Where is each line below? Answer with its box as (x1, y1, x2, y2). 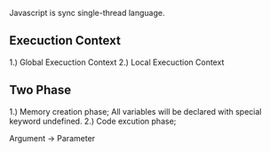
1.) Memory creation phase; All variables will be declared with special (9, 106, 262, 116)
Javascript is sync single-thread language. (9, 8, 165, 18)
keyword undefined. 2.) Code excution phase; (9, 116, 177, 126)
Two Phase (9, 83, 72, 98)
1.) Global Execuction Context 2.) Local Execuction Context (9, 57, 225, 68)
